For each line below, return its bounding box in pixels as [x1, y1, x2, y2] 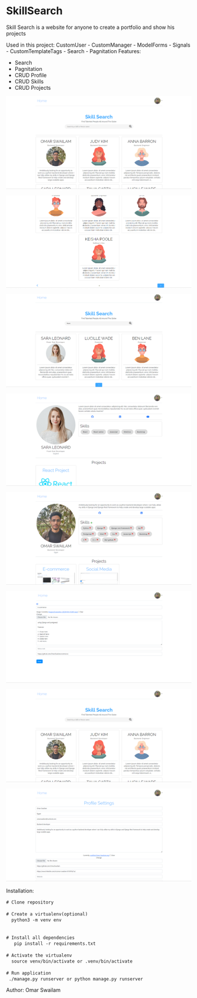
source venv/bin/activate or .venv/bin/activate [11, 958, 133, 964]
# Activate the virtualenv [6, 953, 72, 958]
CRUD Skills [14, 78, 44, 85]
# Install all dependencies [6, 935, 75, 941]
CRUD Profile [14, 71, 47, 78]
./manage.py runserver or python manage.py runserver [8, 976, 143, 982]
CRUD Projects [14, 84, 51, 91]
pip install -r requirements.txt [14, 941, 96, 947]
